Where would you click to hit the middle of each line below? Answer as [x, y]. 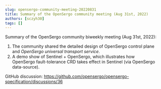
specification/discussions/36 [34, 82]
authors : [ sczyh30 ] [25, 18]
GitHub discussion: [24, 76]
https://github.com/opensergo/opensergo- [87, 76]
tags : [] [14, 23]
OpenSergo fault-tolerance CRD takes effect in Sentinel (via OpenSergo [83, 62]
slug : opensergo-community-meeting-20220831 [51, 9]
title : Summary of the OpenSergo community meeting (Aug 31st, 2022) [77, 14]
